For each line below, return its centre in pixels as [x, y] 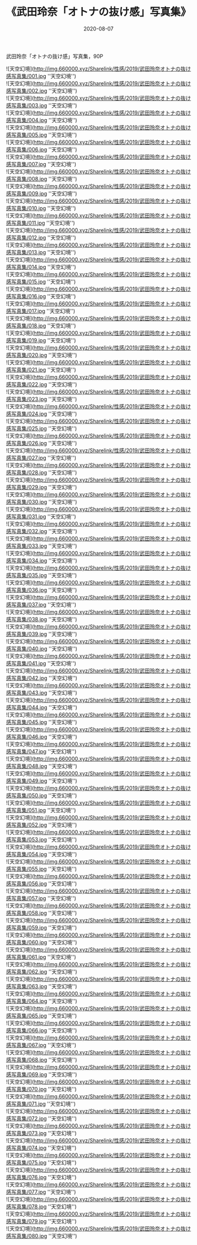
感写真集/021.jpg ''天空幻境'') [41, 369]
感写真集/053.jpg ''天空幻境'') [42, 839]
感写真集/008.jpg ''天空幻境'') [42, 179]
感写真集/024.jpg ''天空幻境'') [42, 413]
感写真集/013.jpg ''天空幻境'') [41, 252]
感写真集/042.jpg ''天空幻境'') [42, 678]
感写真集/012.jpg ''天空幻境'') [41, 237]
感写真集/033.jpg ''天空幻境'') [42, 546]
